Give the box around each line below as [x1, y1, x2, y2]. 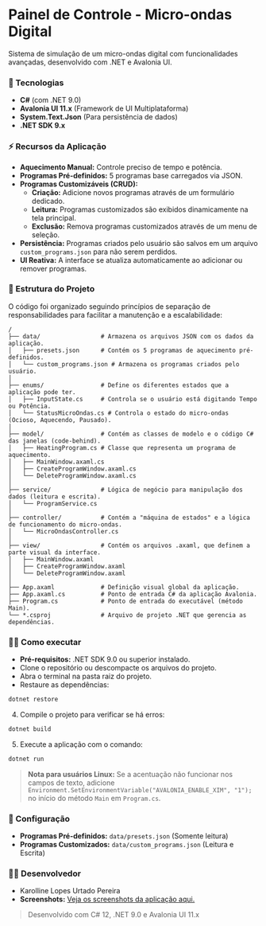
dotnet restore [8, 695, 59, 704]
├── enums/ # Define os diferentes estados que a [8, 381, 229, 389]
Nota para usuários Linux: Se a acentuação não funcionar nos [27, 769, 233, 779]
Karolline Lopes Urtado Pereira [19, 886, 121, 896]
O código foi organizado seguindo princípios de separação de [8, 301, 211, 311]
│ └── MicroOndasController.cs [8, 527, 119, 535]
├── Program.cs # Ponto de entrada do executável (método [8, 597, 244, 605]
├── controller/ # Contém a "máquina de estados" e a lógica [8, 514, 250, 522]
